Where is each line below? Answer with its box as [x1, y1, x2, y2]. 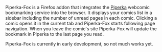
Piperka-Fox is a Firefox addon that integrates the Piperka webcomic [5, 5, 150, 10]
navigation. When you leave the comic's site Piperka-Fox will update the [5, 26, 157, 32]
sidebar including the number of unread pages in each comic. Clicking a [5, 15, 157, 21]
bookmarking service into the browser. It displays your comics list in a [5, 10, 152, 16]
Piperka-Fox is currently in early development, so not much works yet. [5, 41, 153, 47]
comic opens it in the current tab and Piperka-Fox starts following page [5, 20, 155, 26]
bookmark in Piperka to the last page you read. [5, 31, 104, 37]
